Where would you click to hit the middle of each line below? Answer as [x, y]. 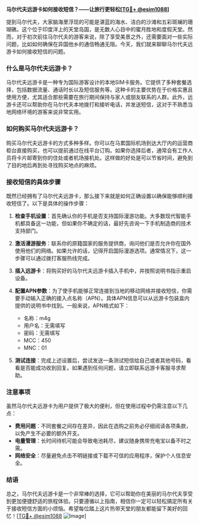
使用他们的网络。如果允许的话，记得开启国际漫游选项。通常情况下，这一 [103, 251]
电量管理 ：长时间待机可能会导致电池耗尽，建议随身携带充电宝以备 [95, 441]
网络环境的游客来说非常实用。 [47, 112]
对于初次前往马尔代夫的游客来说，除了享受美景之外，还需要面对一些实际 [105, 37]
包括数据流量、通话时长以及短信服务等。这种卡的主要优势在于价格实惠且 [105, 90]
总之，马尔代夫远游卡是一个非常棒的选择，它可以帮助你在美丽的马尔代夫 [94, 494]
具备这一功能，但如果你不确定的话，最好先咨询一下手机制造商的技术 [108, 223]
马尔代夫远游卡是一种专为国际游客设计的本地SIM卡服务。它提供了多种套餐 [97, 82]
